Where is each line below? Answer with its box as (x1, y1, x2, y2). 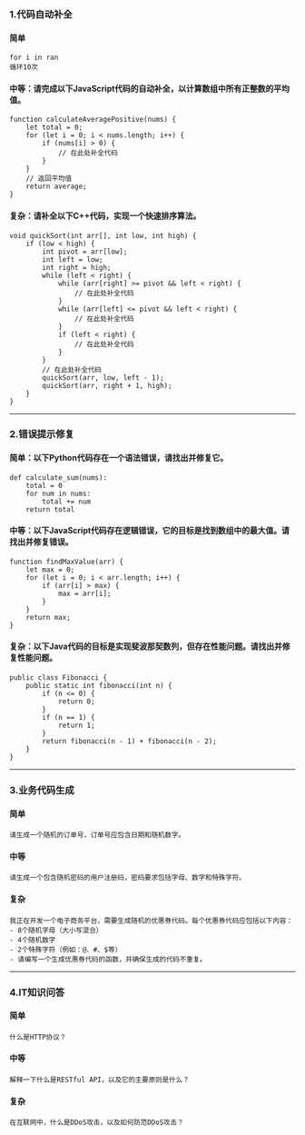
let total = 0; (25, 123, 84, 133)
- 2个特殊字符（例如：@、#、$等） (9, 945, 123, 954)
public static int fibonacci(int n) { (25, 682, 172, 691)
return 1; (57, 721, 95, 731)
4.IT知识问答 (9, 986, 65, 999)
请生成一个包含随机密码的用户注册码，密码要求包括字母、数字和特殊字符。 (9, 873, 247, 882)
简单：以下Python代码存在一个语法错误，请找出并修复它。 (9, 453, 229, 463)
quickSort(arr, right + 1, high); (42, 381, 172, 390)
